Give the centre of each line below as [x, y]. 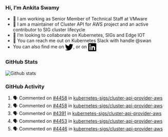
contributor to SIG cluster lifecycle [49, 30]
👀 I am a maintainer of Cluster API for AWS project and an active [81, 24]
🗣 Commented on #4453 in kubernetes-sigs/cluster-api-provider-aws [88, 121]
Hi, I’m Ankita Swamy [32, 8]
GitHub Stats [22, 62]
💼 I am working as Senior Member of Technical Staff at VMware [80, 19]
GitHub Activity [25, 86]
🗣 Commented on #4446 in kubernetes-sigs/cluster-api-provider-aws [88, 129]
